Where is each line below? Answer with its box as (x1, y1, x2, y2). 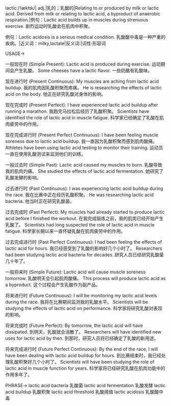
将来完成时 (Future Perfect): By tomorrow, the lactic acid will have (5, 322, 143, 328)
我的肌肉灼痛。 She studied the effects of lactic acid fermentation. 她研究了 (5, 168, 164, 174)
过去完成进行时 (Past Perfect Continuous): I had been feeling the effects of (5, 239, 162, 245)
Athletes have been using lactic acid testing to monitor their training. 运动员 (5, 145, 163, 150)
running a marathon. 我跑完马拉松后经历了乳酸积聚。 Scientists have (5, 108, 150, 114)
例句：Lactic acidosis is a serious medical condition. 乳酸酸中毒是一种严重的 (5, 34, 166, 40)
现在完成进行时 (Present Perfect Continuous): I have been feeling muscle (5, 132, 158, 138)
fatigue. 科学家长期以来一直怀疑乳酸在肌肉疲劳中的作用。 (5, 228, 126, 234)
